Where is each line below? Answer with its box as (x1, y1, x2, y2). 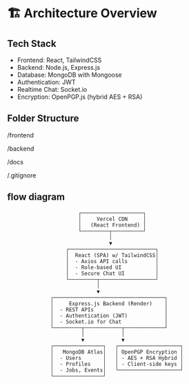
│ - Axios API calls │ (66, 258, 159, 265)
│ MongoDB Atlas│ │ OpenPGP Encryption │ (50, 348, 184, 356)
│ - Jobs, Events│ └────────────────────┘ (50, 367, 184, 374)
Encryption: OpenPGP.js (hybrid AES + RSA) (17, 93, 143, 101)
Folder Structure (7, 113, 79, 124)
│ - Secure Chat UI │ (66, 270, 159, 277)
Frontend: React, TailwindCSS (17, 56, 102, 64)
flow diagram (7, 191, 66, 203)
